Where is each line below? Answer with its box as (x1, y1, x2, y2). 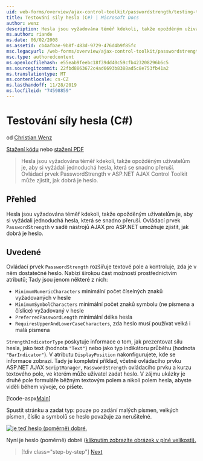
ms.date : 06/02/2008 (6, 37, 59, 43)
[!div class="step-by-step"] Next (21, 448, 103, 456)
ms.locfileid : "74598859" (6, 88, 71, 94)
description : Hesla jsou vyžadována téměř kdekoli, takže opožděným (6, 25, 182, 32)
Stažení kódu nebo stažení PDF (6, 145, 85, 153)
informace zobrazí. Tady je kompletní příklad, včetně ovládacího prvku (6, 357, 181, 365)
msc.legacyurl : (6, 48, 45, 55)
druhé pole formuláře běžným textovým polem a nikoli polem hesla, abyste (6, 377, 192, 384)
